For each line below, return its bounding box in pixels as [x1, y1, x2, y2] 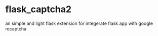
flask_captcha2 [5, 4, 72, 15]
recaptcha [5, 25, 27, 31]
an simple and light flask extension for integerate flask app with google [5, 20, 153, 26]
